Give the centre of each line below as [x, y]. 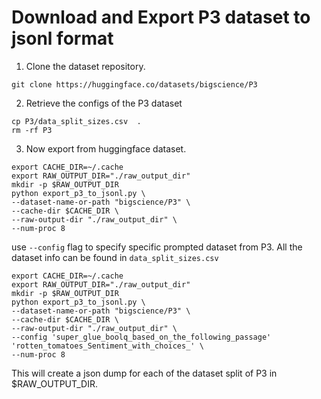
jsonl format [62, 38]
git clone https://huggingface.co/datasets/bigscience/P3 [134, 84]
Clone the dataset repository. [85, 66]
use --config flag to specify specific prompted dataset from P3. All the [157, 247]
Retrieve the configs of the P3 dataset [104, 103]
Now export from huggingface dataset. [106, 148]
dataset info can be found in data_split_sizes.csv [115, 257]
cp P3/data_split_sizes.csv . [76, 121]
